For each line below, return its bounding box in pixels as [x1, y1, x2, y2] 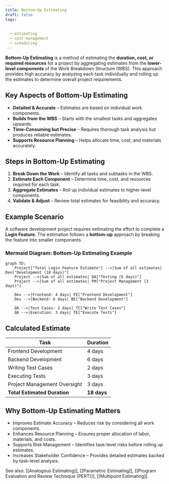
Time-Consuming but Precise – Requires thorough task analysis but [12, 126, 156, 132]
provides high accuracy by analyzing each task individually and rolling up [5, 71, 158, 77]
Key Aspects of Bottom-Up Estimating [5, 91, 128, 100]
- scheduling [10, 41, 38, 46]
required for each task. [12, 181, 61, 187]
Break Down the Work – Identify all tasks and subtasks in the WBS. [12, 171, 153, 177]
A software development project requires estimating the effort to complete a [5, 226, 164, 232]
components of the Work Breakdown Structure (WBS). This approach [16, 65, 162, 71]
